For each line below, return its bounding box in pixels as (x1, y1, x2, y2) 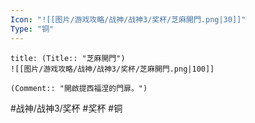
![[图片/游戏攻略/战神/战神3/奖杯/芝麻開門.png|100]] (10, 64, 215, 74)
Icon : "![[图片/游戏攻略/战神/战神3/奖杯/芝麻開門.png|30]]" (10, 14, 247, 25)
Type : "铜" (10, 24, 55, 34)
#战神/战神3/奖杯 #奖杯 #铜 (10, 102, 123, 114)
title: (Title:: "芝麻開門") (10, 53, 126, 63)
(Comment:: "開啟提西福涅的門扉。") (10, 83, 148, 93)
